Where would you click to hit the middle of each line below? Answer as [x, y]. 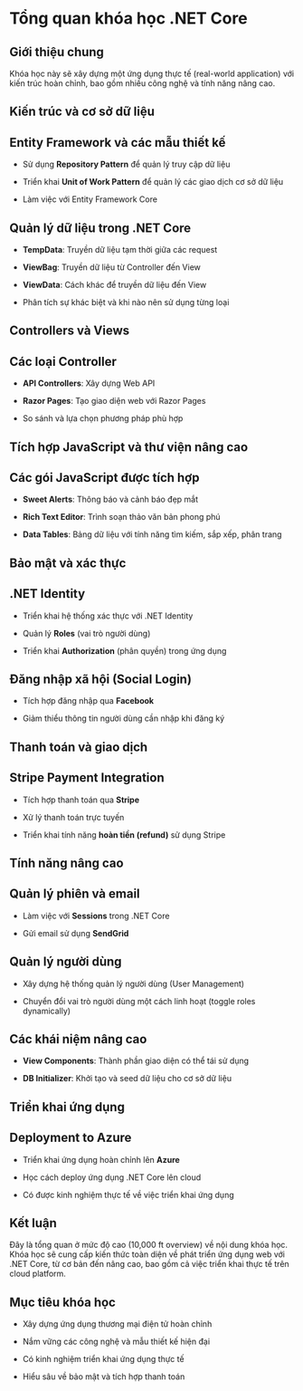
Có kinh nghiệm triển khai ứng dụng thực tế [103, 1359]
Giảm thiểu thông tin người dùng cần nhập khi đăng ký [123, 718]
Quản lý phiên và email [75, 894]
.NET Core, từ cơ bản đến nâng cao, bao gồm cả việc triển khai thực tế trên [149, 1264]
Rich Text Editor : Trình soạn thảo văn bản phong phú [121, 517]
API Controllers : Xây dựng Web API [89, 383]
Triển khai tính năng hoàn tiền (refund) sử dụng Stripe [124, 835]
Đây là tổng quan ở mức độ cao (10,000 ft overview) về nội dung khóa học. [148, 1245]
